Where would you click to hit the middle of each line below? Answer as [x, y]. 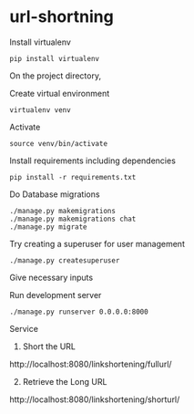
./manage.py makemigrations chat [73, 219]
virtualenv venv [40, 110]
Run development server [56, 295]
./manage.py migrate [49, 227]
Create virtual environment [60, 93]
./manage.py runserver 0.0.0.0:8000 [79, 312]
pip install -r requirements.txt [73, 177]
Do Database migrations [55, 194]
